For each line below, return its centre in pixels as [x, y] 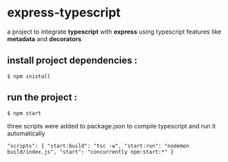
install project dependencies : [72, 61]
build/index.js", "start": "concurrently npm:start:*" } [91, 152]
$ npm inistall [29, 76]
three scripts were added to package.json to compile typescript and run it [111, 126]
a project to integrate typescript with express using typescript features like [114, 32]
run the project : [42, 97]
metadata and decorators [44, 38]
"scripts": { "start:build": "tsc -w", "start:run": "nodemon [98, 146]
